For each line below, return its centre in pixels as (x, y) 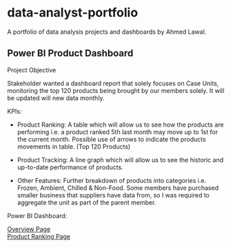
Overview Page (29, 229)
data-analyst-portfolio (73, 13)
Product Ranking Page (39, 236)
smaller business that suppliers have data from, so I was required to (113, 195)
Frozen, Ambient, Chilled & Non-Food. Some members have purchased (118, 188)
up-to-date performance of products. (70, 167)
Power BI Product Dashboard (70, 53)
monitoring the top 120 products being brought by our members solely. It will (116, 90)
